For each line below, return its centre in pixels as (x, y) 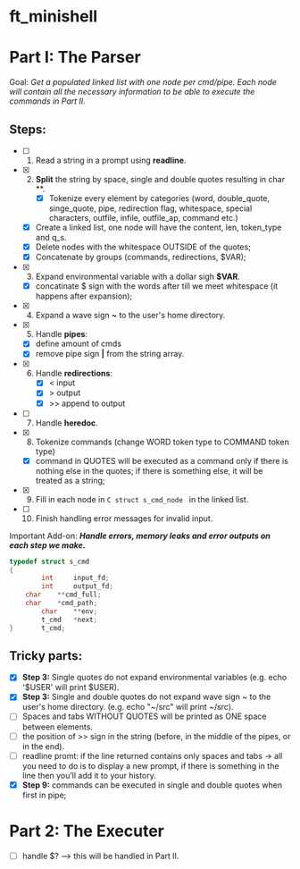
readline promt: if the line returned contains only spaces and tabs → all (152, 755)
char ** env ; (70, 611)
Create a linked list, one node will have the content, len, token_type (158, 227)
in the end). (43, 746)
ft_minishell (54, 17)
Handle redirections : (74, 374)
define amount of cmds (79, 344)
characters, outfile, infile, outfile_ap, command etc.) (143, 218)
